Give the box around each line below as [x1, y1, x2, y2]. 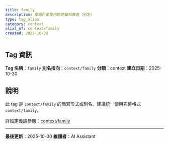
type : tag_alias [5, 17, 39, 22]
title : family [5, 7, 35, 13]
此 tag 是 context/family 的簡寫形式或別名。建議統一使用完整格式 [5, 101, 141, 107]
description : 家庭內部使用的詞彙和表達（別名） [5, 12, 95, 17]
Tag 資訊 [5, 51, 32, 59]
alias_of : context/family [5, 26, 59, 31]
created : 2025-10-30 [5, 31, 49, 36]
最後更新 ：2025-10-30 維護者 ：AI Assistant [5, 133, 96, 139]
